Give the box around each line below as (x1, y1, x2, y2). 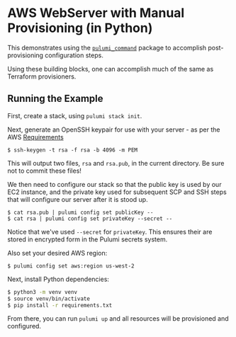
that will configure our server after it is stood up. (7, 195, 148, 203)
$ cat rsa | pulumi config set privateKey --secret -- (7, 215, 173, 222)
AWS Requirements (7, 132, 64, 141)
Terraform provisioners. (7, 72, 77, 81)
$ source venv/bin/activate (7, 295, 91, 302)
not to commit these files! (7, 166, 82, 175)
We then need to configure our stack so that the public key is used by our (7, 180, 222, 188)
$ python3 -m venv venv (7, 288, 78, 295)
